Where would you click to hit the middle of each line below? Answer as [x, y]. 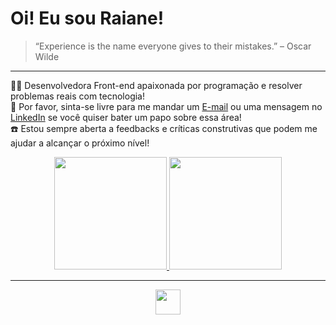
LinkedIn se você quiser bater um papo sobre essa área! [126, 117]
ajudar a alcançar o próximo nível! [80, 143]
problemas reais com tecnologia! [78, 96]
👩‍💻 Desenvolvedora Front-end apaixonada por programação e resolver [156, 85]
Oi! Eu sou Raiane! [87, 18]
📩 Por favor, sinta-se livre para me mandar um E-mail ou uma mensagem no [166, 106]
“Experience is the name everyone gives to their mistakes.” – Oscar [173, 46]
